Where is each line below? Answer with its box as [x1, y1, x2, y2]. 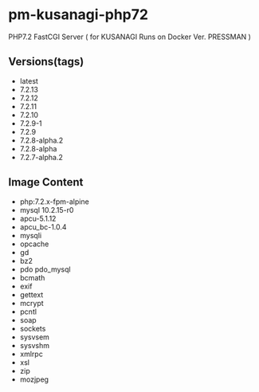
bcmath [19, 272, 45, 282]
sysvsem [19, 332, 50, 342]
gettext [19, 289, 44, 300]
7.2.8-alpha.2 [19, 135, 64, 145]
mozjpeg [19, 374, 49, 384]
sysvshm [19, 340, 50, 350]
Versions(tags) [8, 55, 84, 69]
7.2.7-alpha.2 [19, 152, 64, 162]
